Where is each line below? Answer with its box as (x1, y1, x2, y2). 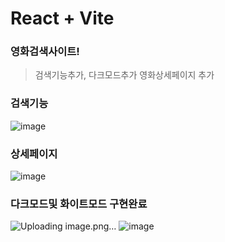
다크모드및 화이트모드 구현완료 (10, 197, 148, 211)
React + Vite (10, 7, 115, 30)
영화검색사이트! (10, 45, 80, 59)
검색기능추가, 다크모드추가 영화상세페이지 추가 (34, 69, 215, 81)
